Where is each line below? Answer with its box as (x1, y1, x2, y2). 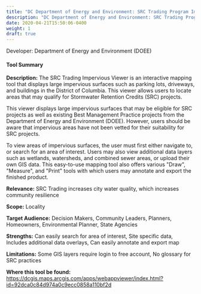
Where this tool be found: (6, 268, 71, 275)
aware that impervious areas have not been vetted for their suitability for (6, 124, 184, 131)
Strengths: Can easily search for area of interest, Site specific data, (6, 232, 173, 240)
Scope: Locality (6, 203, 45, 210)
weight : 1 (6, 25, 31, 32)
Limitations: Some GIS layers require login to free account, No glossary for (6, 250, 191, 258)
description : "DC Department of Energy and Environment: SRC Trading (6, 14, 184, 20)
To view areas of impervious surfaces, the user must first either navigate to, (6, 142, 193, 149)
